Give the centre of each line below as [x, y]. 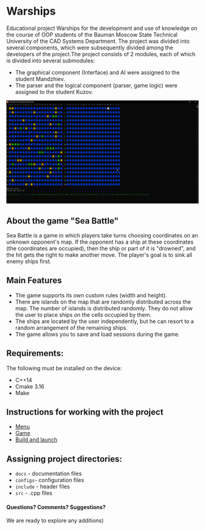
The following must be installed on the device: [64, 368]
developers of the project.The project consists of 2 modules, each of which [101, 54]
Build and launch [36, 440]
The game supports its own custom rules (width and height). [91, 295]
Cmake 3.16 [30, 387]
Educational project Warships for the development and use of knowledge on [102, 28]
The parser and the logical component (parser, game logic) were [96, 85]
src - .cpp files [34, 493]
